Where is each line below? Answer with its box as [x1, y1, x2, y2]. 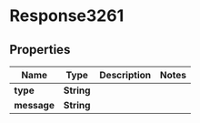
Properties [9, 42, 71, 57]
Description [99, 69, 152, 81]
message [14, 99, 55, 111]
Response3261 [9, 5, 125, 26]
